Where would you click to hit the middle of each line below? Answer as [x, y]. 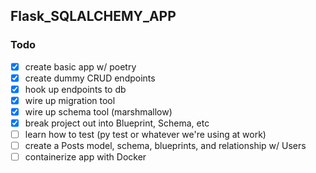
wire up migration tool [70, 100]
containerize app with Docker [85, 157]
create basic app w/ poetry [80, 66]
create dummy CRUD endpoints [90, 78]
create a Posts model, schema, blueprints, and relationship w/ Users [165, 146]
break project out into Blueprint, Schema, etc [117, 123]
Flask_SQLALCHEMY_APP [93, 16]
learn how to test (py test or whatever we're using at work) [145, 135]
